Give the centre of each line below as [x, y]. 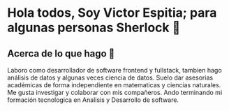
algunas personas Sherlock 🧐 [94, 28]
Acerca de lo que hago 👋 [61, 53]
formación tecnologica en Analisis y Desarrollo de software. [93, 100]
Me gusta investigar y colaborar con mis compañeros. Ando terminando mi [115, 92]
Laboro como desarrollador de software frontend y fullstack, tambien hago [114, 70]
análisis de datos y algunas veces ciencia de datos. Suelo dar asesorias [110, 77]
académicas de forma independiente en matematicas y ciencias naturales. [114, 85]
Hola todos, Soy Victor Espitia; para [112, 13]
